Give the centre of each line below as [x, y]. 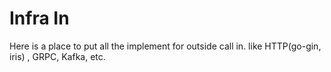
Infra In [39, 18]
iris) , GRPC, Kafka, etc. [57, 56]
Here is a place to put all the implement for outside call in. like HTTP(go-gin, [165, 46]
